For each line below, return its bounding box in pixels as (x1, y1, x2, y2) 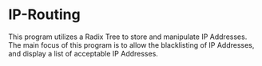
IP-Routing (8, 6, 81, 24)
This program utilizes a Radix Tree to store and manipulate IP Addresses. (8, 32, 248, 41)
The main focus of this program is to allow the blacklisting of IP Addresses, (8, 40, 255, 49)
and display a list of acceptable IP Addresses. (8, 49, 158, 58)
